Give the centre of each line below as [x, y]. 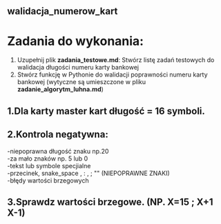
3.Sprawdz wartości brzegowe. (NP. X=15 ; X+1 [110, 202]
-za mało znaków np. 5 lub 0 [48, 159]
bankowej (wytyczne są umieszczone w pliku [81, 82]
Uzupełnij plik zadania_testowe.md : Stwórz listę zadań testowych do [116, 60]
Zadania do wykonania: [75, 41]
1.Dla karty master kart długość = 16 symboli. [106, 111]
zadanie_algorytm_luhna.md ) [60, 90]
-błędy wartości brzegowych [48, 180]
